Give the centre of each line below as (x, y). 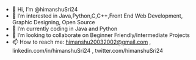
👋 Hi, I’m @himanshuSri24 (45, 9)
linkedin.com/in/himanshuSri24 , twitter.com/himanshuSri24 (88, 51)
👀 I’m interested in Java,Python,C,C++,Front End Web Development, (97, 16)
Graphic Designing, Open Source (54, 22)
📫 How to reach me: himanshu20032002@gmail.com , (82, 42)
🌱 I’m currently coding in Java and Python (65, 28)
